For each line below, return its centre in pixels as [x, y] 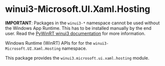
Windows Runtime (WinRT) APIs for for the [49, 43]
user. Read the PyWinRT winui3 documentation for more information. [75, 33]
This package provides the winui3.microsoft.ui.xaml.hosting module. [77, 58]
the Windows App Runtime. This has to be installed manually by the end [78, 28]
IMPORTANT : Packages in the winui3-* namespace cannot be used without [82, 23]
